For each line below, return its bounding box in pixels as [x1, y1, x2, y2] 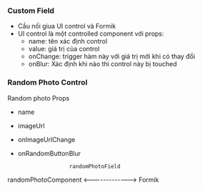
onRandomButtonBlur [17, 149, 81, 158]
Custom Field [7, 6, 55, 16]
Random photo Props [7, 93, 70, 102]
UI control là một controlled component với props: [17, 29, 164, 38]
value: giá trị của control [28, 45, 100, 53]
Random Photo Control [7, 78, 88, 88]
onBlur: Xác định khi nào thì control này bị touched [28, 60, 177, 68]
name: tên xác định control [28, 37, 108, 46]
